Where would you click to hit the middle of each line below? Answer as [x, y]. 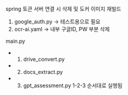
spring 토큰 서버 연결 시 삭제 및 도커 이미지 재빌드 [63, 9]
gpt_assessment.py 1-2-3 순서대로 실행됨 [73, 85]
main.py [15, 41]
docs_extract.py [43, 72]
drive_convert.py [44, 59]
